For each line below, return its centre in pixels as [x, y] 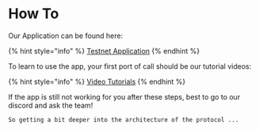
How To [34, 14]
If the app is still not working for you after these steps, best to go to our [124, 96]
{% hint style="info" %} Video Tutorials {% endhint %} [97, 81]
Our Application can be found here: [66, 36]
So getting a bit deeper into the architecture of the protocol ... [124, 119]
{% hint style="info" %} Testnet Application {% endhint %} [104, 51]
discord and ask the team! [51, 105]
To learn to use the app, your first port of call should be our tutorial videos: [130, 66]
